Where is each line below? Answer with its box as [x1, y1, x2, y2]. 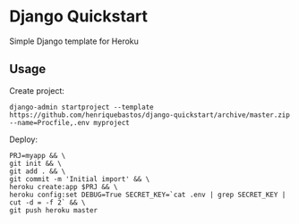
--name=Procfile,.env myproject [9, 118, 130, 127]
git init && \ [9, 159, 63, 168]
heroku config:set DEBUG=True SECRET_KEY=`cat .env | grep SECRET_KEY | [9, 190, 286, 199]
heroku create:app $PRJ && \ [9, 182, 118, 191]
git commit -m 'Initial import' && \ [9, 174, 150, 184]
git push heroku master [9, 205, 98, 215]
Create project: [9, 85, 65, 95]
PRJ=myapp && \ [9, 151, 66, 160]
